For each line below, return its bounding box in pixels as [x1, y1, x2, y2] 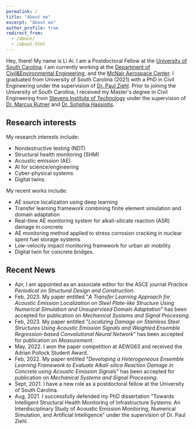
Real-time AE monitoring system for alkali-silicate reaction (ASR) [14, 217, 170, 224]
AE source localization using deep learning [14, 198, 118, 205]
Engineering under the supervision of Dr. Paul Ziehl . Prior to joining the [6, 82, 177, 89]
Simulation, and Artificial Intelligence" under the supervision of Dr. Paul [14, 411, 186, 418]
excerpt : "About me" [6, 19, 57, 25]
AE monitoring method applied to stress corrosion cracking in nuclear [14, 229, 183, 236]
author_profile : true [6, 25, 59, 31]
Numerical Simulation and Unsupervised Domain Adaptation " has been [14, 306, 187, 313]
